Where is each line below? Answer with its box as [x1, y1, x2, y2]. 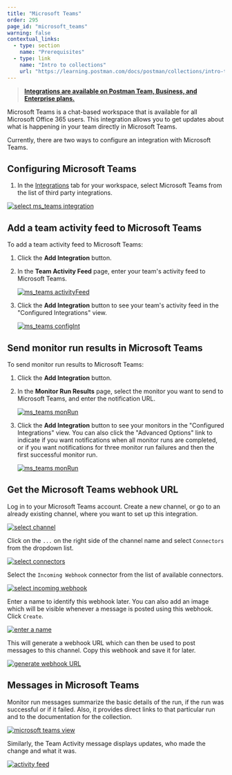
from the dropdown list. [7, 544, 74, 552]
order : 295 [7, 17, 39, 23]
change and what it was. [7, 747, 77, 755]
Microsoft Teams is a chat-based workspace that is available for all [7, 108, 198, 116]
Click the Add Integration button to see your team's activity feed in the [17, 301, 219, 309]
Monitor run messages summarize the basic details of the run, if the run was [7, 698, 224, 706]
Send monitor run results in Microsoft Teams [7, 342, 203, 354]
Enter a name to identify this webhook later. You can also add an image [7, 597, 209, 605]
